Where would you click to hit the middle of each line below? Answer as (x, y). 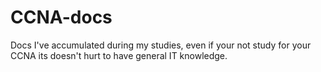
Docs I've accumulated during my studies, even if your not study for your (161, 45)
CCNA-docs (61, 17)
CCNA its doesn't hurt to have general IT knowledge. (119, 55)
